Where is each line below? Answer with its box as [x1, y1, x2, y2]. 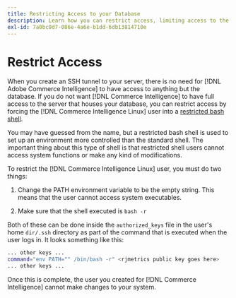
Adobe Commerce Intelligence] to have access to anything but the [7, 85, 200, 93]
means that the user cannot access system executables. [17, 193, 182, 202]
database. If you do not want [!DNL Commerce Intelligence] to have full [7, 93, 214, 101]
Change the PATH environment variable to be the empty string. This [17, 186, 215, 194]
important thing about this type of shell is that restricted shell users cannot [7, 143, 225, 152]
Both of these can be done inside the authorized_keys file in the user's [7, 220, 213, 230]
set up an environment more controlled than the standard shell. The [7, 136, 203, 145]
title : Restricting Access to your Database [7, 10, 141, 18]
